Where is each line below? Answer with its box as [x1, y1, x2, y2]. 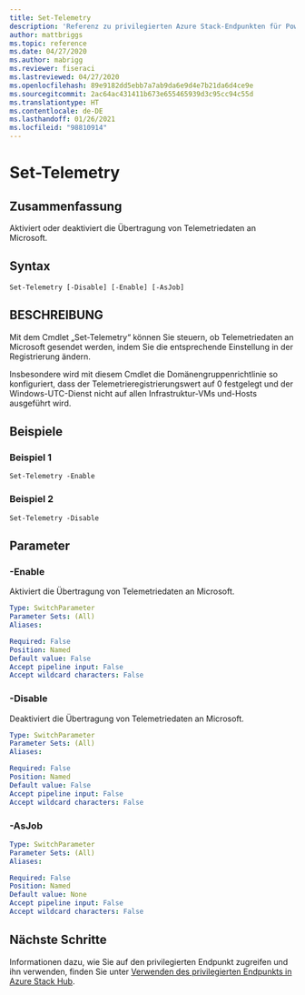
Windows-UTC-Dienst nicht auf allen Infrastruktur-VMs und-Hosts [9, 387, 257, 398]
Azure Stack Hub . [9, 975, 75, 987]
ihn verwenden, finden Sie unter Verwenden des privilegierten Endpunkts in [9, 966, 292, 977]
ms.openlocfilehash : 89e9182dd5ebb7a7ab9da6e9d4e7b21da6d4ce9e [9, 81, 254, 90]
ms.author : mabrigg [9, 55, 84, 65]
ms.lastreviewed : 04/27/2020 [9, 73, 120, 82]
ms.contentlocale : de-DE [9, 106, 103, 116]
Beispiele [9, 424, 64, 439]
